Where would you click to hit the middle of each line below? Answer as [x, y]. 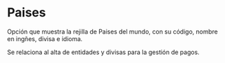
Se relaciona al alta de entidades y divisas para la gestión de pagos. [103, 52]
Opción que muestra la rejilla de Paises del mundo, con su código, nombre [112, 32]
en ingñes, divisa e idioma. [45, 38]
